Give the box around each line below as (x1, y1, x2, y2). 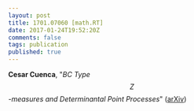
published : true (8, 48, 61, 56)
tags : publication (8, 41, 68, 49)
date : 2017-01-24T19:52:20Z (8, 26, 101, 34)
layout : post (8, 11, 51, 20)
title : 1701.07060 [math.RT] (8, 19, 104, 27)
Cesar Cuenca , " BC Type (8, 70, 90, 79)
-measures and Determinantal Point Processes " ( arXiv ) (8, 94, 187, 103)
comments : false (8, 33, 61, 42)
